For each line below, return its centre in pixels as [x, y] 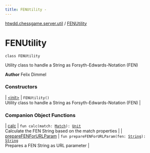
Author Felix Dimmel [26, 74]
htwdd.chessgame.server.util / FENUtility [46, 23]
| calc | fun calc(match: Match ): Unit [43, 126]
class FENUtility [23, 56]
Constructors [21, 87]
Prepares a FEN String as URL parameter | [47, 146]
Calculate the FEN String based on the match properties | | [64, 131]
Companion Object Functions [40, 115]
